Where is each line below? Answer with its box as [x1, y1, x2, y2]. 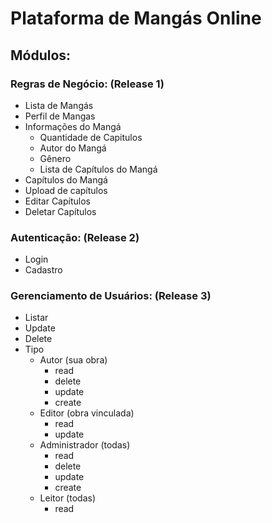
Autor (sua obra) [39, 354, 108, 366]
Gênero [39, 152, 72, 164]
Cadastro [24, 264, 63, 276]
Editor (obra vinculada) [39, 407, 135, 419]
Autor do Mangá [39, 142, 107, 154]
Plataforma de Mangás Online [10, 7, 262, 30]
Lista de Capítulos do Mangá [39, 163, 158, 175]
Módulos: [10, 47, 72, 64]
